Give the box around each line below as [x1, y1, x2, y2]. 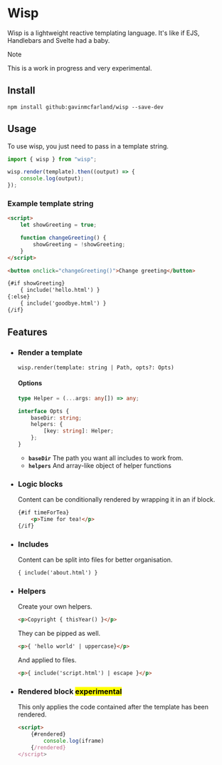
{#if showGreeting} [7, 280, 65, 287]
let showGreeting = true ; [20, 221, 97, 229]
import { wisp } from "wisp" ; [7, 156, 97, 163]
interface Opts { [17, 407, 70, 415]
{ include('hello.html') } [20, 287, 100, 294]
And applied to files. [17, 656, 77, 664]
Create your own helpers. [17, 602, 92, 611]
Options [17, 379, 43, 387]
